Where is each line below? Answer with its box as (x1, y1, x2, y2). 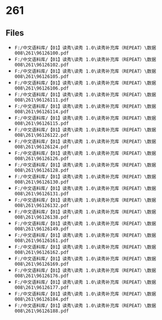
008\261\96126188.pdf (14, 308, 69, 314)
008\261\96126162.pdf (14, 249, 69, 255)
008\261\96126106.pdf (14, 85, 69, 91)
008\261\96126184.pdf (14, 296, 69, 302)
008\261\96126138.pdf (14, 214, 69, 220)
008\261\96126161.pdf (14, 238, 69, 244)
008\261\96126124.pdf (14, 144, 69, 150)
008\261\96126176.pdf (14, 273, 69, 279)
